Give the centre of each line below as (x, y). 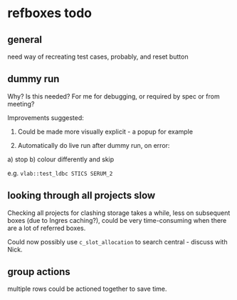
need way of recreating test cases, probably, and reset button (98, 56)
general (25, 40)
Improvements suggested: (46, 117)
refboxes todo (50, 13)
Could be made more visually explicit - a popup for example (105, 131)
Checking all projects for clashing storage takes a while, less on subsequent (119, 213)
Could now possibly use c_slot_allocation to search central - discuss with (117, 241)
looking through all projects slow (81, 195)
